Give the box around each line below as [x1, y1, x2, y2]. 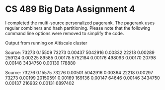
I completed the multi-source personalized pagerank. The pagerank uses [5, 20, 155, 26]
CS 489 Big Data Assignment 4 [5, 3, 135, 15]
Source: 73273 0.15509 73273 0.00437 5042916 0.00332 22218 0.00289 [5, 49, 155, 55]
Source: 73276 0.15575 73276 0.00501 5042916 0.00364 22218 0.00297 [5, 69, 153, 75]
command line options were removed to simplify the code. [5, 30, 124, 36]
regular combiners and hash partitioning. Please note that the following [5, 25, 151, 31]
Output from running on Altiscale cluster [5, 40, 87, 45]
